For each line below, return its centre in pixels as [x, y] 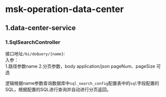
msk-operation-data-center [65, 9]
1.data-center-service [41, 28]
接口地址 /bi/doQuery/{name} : [35, 53]
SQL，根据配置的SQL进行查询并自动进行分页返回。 [58, 89]
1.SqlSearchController [33, 42]
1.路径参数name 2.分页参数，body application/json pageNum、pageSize [80, 66]
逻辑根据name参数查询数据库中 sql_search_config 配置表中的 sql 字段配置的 [82, 83]
